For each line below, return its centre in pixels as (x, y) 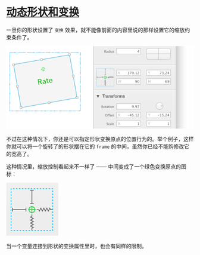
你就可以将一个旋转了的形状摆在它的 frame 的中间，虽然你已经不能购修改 (95, 146)
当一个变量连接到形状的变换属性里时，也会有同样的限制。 (76, 246)
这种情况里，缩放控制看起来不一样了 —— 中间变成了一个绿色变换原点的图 (96, 166)
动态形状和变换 (43, 12)
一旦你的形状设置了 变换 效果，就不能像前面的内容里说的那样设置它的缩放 (96, 30)
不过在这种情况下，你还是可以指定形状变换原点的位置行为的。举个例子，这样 (100, 139)
